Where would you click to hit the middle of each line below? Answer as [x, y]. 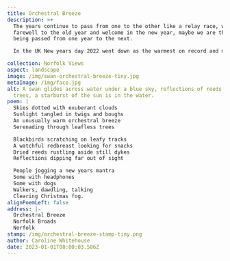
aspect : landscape [33, 70]
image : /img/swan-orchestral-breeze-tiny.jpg [73, 76]
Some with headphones [44, 177]
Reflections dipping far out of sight [69, 159]
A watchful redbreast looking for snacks [73, 146]
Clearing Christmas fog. [49, 196]
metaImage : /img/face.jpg [44, 83]
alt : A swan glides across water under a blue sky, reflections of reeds [115, 89]
